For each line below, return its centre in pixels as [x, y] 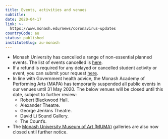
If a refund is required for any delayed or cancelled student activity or [85, 67]
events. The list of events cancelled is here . [58, 62]
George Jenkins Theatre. [46, 110]
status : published [24, 38]
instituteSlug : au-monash [32, 43]
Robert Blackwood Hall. [44, 100]
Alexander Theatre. [40, 105]
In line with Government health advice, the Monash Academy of [79, 78]
